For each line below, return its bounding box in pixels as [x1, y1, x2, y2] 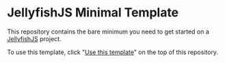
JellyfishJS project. [7, 34, 62, 42]
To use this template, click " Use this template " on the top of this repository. [7, 48, 219, 56]
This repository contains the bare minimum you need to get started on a [7, 27, 210, 36]
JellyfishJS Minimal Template [7, 5, 179, 21]
